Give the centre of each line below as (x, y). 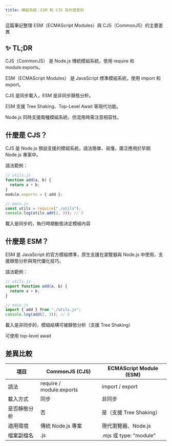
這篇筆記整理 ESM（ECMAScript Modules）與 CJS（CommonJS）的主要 (82, 25)
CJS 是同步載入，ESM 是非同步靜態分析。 (49, 96)
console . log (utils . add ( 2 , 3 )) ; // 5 (44, 213)
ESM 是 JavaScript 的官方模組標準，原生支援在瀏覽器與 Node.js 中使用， (82, 254)
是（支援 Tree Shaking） (131, 412)
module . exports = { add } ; (34, 194)
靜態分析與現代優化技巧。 (37, 261)
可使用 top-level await (28, 336)
